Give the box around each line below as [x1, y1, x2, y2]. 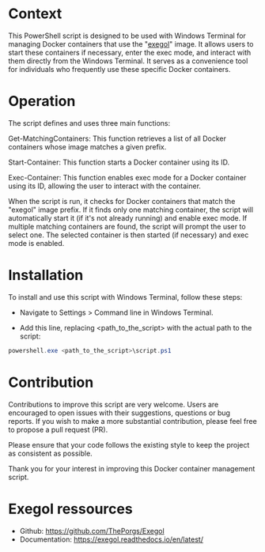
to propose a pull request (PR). [8, 425, 108, 434]
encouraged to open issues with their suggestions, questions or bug [8, 408, 231, 418]
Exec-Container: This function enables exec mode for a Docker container [8, 172, 247, 182]
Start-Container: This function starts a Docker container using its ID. [8, 157, 230, 167]
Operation [8, 93, 76, 111]
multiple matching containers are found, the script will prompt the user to [8, 221, 247, 231]
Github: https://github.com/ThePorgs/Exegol [19, 526, 165, 535]
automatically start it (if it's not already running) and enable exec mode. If [8, 213, 248, 222]
